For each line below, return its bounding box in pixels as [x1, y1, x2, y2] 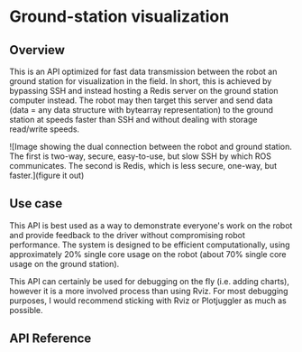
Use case [9, 196, 63, 211]
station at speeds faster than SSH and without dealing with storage [9, 115, 258, 125]
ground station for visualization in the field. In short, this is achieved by [9, 76, 272, 87]
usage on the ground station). [9, 258, 120, 269]
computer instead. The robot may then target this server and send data [9, 95, 273, 106]
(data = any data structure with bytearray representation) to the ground [9, 105, 273, 115]
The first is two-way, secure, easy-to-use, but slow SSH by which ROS [9, 151, 272, 162]
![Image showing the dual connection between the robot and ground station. [9, 142, 293, 152]
